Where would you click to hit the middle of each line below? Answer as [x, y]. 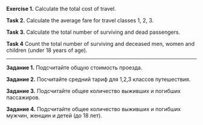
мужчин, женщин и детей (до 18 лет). [54, 115]
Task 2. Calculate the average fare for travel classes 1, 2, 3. [80, 20]
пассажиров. [23, 97]
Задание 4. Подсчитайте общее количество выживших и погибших [94, 109]
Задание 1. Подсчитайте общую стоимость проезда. [74, 68]
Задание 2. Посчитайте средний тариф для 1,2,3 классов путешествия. [98, 79]
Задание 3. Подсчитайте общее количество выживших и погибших [94, 91]
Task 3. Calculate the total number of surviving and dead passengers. [93, 32]
